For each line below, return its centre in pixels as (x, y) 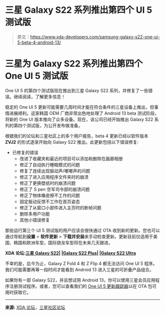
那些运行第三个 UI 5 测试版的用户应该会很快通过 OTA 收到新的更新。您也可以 (82, 230)
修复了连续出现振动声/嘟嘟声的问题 (55, 171)
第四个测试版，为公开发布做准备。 (48, 125)
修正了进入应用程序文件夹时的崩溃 (54, 177)
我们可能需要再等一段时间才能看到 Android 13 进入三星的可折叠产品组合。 (80, 269)
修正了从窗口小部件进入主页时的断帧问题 (60, 208)
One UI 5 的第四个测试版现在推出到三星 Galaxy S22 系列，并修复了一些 (77, 90)
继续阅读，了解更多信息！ (39, 97)
